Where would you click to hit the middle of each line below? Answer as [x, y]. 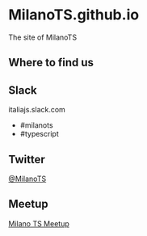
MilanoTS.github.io [74, 15]
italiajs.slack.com [37, 110]
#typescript [39, 134]
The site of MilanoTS [43, 37]
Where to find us [51, 63]
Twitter [27, 159]
